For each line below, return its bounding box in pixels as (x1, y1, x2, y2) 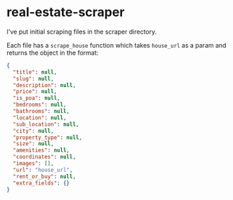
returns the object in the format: (6, 48, 99, 57)
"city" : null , (13, 127, 54, 134)
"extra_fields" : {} (13, 180, 70, 187)
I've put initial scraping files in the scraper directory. (6, 27, 157, 36)
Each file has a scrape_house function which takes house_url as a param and (6, 41, 227, 49)
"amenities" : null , (13, 147, 70, 154)
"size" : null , (13, 140, 54, 147)
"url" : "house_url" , (13, 166, 73, 173)
